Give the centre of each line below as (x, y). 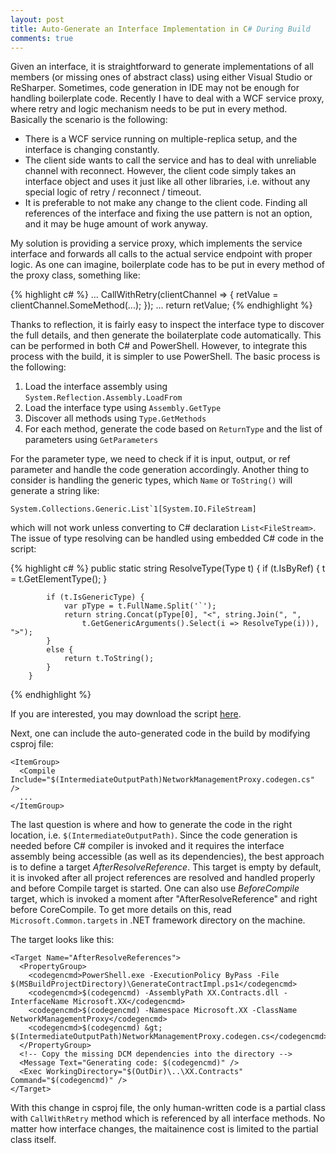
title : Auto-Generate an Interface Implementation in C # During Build (160, 29)
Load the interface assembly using (96, 387)
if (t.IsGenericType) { (95, 597)
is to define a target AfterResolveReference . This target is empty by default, (166, 867)
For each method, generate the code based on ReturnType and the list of (173, 429)
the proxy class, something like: (75, 275)
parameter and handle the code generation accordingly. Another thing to (160, 470)
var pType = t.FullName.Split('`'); (140, 606)
